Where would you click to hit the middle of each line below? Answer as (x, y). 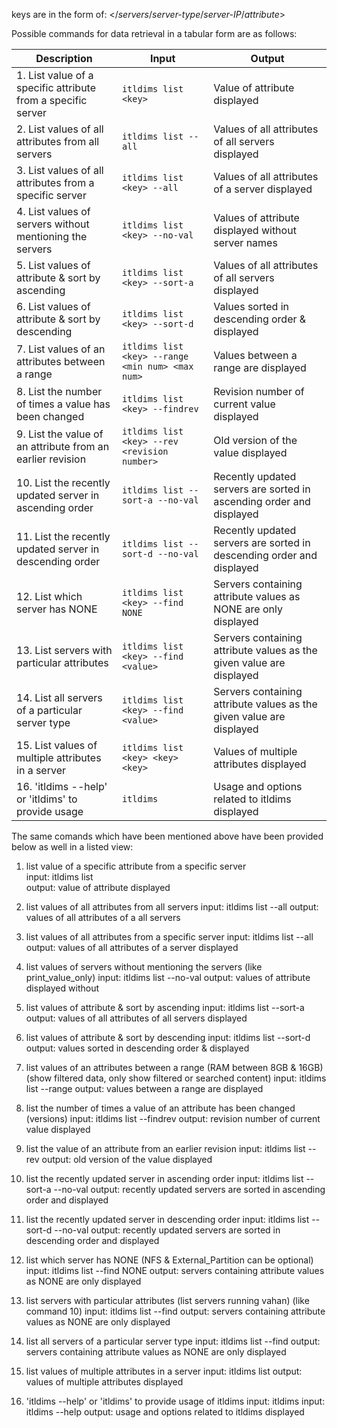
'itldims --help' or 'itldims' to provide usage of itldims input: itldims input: (175, 1401)
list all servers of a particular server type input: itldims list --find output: (173, 1341)
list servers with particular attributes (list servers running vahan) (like (167, 1300)
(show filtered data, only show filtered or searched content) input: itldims (176, 1078)
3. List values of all (60, 170)
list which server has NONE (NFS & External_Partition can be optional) (169, 1260)
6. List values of (53, 306)
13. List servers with (64, 650)
